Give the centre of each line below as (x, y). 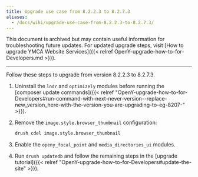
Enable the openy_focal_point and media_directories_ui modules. (95, 145)
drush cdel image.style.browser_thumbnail (67, 133)
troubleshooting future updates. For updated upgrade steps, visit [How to (95, 45)
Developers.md (24, 58)
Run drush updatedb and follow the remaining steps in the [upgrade (96, 156)
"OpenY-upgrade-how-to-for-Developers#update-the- (125, 162)
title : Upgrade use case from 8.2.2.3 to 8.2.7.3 (68, 11)
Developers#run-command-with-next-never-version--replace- (91, 99)
